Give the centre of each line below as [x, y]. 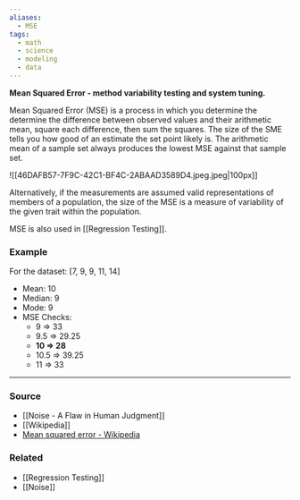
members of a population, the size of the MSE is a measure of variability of [146, 201]
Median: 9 [41, 298]
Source [25, 396]
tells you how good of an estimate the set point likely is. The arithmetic [139, 139]
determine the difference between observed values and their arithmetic [141, 119]
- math [29, 42]
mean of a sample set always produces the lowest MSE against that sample [148, 148]
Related [26, 458]
